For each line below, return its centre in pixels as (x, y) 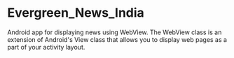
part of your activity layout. (46, 47)
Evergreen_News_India (76, 13)
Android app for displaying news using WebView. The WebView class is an (115, 32)
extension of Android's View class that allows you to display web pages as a (117, 39)
